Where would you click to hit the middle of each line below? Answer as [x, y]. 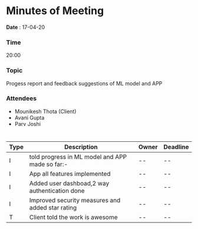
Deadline [176, 147]
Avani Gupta [29, 117]
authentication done [57, 191]
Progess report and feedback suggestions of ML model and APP [84, 83]
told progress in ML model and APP [78, 157]
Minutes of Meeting [55, 11]
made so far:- [49, 164]
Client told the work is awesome [73, 217]
